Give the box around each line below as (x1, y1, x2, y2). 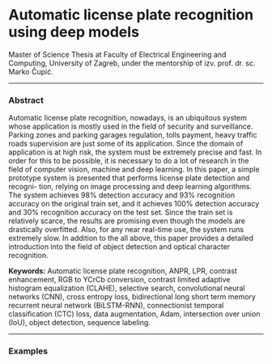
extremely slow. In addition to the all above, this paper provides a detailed (8, 233, 253, 243)
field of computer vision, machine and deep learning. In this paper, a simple (8, 164, 261, 175)
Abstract (8, 95, 45, 106)
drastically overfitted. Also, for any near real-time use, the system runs (8, 225, 244, 235)
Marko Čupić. (8, 66, 54, 76)
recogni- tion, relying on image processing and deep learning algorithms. (8, 182, 253, 192)
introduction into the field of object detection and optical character (8, 242, 231, 252)
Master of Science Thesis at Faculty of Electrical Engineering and (8, 49, 227, 59)
